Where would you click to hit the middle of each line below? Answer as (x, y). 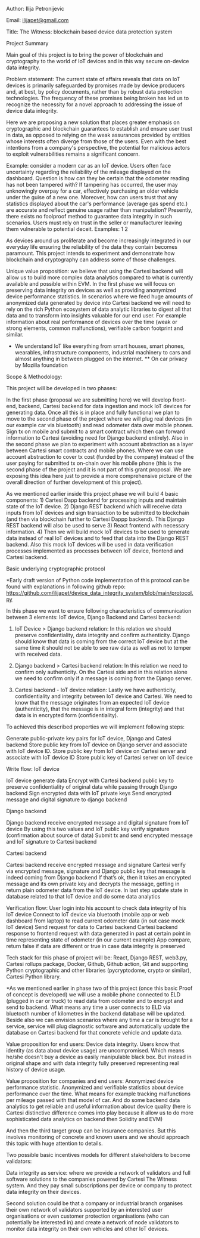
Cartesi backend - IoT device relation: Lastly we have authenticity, (96, 690)
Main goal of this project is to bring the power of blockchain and (85, 55)
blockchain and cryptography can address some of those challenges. (91, 260)
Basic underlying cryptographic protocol (56, 569)
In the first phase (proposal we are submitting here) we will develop (89, 400)
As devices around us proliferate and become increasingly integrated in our (99, 240)
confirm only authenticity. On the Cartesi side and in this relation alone (101, 672)
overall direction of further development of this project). (74, 482)
